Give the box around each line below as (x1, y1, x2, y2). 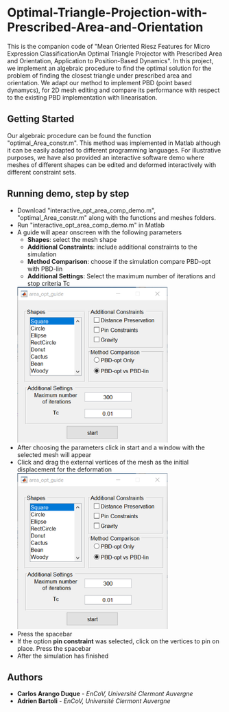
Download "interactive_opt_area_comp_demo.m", (16, 206, 156, 214)
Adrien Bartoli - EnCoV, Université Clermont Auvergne (16, 697, 171, 705)
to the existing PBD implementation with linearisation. (7, 93, 158, 101)
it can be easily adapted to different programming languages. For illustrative (7, 146, 221, 154)
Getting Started (7, 113, 75, 125)
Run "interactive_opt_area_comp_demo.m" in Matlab (16, 221, 165, 229)
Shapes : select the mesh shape (27, 235, 117, 243)
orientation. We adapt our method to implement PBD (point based (7, 78, 192, 87)
